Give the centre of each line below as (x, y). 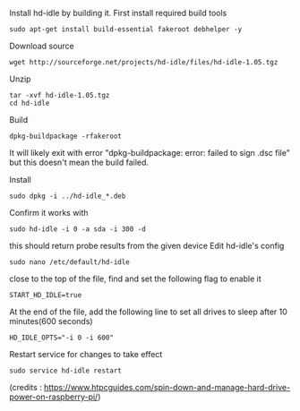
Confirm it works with (49, 213)
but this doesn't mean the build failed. (79, 162)
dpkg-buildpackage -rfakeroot (66, 136)
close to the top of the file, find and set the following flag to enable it (135, 278)
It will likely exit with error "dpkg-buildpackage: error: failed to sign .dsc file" (150, 153)
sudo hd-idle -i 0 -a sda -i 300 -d (77, 229)
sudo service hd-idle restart (66, 371)
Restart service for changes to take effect (86, 354)
